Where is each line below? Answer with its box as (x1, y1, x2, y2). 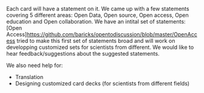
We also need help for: (6, 62, 63, 69)
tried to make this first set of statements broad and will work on (16, 37, 175, 44)
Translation (15, 74, 44, 80)
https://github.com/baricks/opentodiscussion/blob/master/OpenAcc (26, 31, 198, 38)
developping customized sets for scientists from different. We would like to (6, 43, 194, 51)
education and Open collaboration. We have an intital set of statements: (6, 18, 186, 25)
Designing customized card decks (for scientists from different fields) (15, 80, 190, 87)
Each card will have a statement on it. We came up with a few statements (6, 5, 190, 12)
